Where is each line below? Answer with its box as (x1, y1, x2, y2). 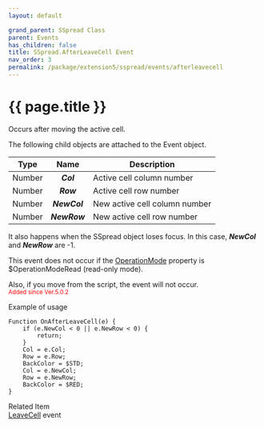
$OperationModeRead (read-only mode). (8, 264, 144, 273)
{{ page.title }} (8, 98, 107, 116)
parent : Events (8, 34, 59, 42)
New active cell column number (93, 198, 212, 209)
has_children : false (8, 41, 78, 49)
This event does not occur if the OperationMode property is (8, 255, 206, 265)
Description (129, 158, 175, 170)
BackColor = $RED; (22, 381, 84, 389)
